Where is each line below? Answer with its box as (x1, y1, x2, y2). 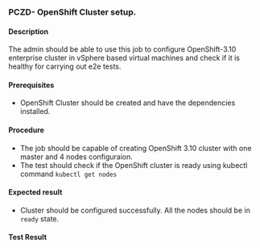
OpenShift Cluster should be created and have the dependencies (19, 98, 236, 107)
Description (8, 27, 49, 36)
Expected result (8, 187, 63, 197)
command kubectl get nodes (19, 169, 118, 179)
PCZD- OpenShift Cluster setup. (8, 6, 137, 18)
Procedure (8, 124, 44, 135)
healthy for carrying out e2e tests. (8, 61, 122, 71)
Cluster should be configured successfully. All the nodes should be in (19, 205, 251, 215)
